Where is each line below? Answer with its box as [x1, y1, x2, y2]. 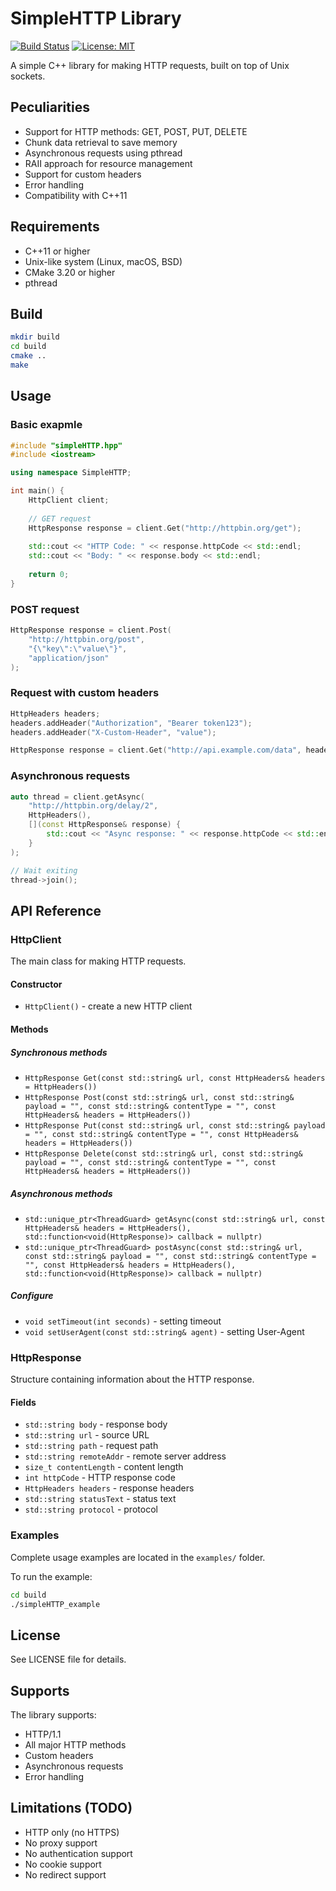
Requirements [10, 218, 100, 236]
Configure [10, 1290, 54, 1302]
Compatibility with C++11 [24, 189, 128, 201]
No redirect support [24, 1868, 107, 1881]
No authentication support [24, 1847, 133, 1859]
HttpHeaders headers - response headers [24, 1482, 195, 1494]
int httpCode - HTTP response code [24, 1472, 176, 1484]
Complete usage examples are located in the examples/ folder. [10, 1551, 266, 1563]
